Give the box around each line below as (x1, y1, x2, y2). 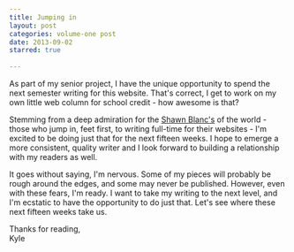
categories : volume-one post (9, 29, 117, 38)
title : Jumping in (9, 12, 77, 22)
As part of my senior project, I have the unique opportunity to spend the (9, 79, 271, 88)
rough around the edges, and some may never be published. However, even (9, 179, 285, 188)
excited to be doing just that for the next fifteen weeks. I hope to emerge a (9, 134, 279, 143)
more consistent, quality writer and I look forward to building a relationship (9, 142, 280, 153)
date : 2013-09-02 (9, 37, 73, 47)
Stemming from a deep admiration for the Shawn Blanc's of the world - (9, 114, 268, 125)
